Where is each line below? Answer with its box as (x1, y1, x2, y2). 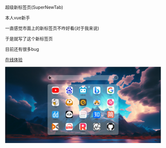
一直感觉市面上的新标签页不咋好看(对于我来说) (5, 25, 100, 31)
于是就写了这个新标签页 (5, 36, 53, 41)
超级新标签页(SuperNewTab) (5, 4, 63, 10)
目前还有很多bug (5, 46, 40, 52)
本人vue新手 (5, 15, 31, 21)
